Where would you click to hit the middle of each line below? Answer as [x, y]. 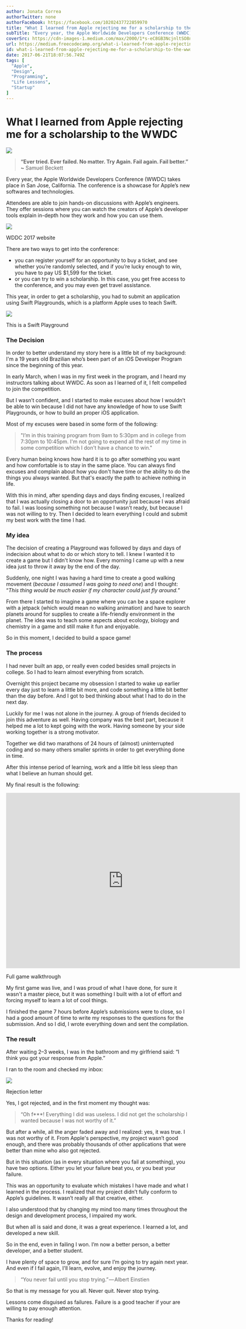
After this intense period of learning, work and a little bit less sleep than [92, 767]
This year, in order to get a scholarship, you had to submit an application [93, 296]
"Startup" [23, 88]
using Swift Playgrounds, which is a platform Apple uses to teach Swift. [91, 302]
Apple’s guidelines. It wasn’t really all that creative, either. [75, 1198]
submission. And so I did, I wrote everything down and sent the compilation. [97, 1024]
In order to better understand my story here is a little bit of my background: [96, 353]
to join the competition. [34, 389]
